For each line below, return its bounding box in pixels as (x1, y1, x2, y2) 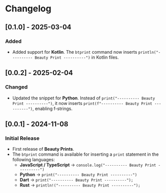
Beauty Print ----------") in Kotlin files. (34, 54, 119, 60)
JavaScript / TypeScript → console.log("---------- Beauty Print (19, 162, 156, 168)
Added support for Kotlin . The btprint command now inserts (12, 49, 137, 55)
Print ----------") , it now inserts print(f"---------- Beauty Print (12, 100, 153, 106)
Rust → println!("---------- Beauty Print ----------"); (19, 182, 141, 188)
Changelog (5, 3, 52, 14)
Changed (5, 84, 28, 91)
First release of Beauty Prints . (12, 146, 74, 152)
